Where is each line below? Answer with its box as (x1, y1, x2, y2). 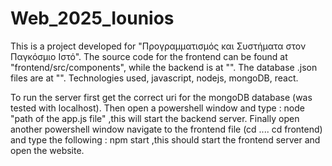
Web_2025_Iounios (10, 7, 175, 30)
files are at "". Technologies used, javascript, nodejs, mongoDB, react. (10, 72, 299, 84)
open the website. (10, 144, 85, 156)
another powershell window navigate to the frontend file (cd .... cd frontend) (10, 123, 323, 135)
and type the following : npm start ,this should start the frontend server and (10, 133, 321, 146)
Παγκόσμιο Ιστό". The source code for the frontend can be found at (10, 50, 288, 62)
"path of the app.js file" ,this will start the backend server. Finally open (10, 112, 300, 124)
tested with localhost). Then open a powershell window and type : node (10, 102, 306, 114)
